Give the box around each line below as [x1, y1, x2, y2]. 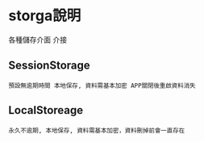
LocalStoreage [8, 103, 84, 117]
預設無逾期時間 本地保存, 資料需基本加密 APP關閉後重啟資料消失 [8, 81, 196, 90]
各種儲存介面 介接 [8, 35, 67, 44]
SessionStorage [8, 59, 90, 73]
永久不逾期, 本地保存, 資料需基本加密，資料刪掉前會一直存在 [8, 126, 185, 135]
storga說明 [8, 6, 81, 25]
